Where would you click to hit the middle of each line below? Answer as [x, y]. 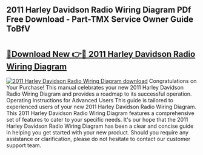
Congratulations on [173, 81]
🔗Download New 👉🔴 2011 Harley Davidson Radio [101, 54]
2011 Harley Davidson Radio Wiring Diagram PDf [99, 10]
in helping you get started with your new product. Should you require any [98, 132]
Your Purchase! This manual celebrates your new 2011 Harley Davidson [95, 87]
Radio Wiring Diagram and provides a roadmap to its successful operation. [99, 94]
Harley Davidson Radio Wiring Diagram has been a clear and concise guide [100, 126]
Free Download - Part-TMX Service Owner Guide [100, 20]
